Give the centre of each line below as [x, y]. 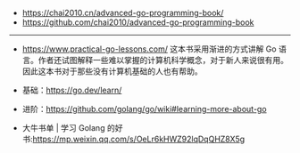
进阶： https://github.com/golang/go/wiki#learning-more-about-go [144, 109]
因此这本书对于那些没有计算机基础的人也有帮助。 [112, 71]
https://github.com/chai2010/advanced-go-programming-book [138, 22]
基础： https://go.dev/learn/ [72, 90]
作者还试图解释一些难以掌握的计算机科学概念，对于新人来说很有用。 [163, 60]
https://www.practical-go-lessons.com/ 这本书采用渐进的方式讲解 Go [149, 49]
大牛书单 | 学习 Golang [63, 128]
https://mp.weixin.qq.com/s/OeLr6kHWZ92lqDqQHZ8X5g [139, 139]
